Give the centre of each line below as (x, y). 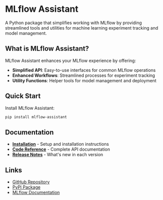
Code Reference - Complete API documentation (61, 149)
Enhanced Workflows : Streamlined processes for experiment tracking (83, 75)
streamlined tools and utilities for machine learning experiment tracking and (82, 28)
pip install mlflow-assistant (36, 117)
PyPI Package (26, 187)
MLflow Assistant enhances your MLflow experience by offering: (71, 61)
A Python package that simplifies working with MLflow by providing (73, 23)
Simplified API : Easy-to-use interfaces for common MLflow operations (84, 70)
